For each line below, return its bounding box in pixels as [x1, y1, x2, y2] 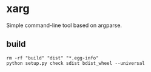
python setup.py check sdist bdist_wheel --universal [6, 60, 146, 66]
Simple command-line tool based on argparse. [6, 22, 122, 29]
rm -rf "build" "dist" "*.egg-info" [6, 55, 99, 61]
